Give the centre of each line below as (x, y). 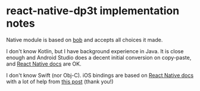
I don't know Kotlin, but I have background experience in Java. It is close (95, 51)
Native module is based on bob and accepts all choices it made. (85, 40)
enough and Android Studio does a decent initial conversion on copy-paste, (99, 57)
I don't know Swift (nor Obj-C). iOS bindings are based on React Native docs (100, 75)
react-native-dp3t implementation (93, 11)
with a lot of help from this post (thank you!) (60, 82)
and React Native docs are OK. (44, 64)
